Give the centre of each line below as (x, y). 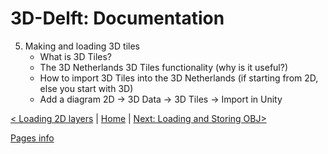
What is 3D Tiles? (75, 56)
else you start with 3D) (86, 88)
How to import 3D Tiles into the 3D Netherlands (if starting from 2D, (179, 78)
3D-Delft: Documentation (117, 18)
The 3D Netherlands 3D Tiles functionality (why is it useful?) (164, 67)
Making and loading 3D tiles (82, 46)
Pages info (32, 138)
